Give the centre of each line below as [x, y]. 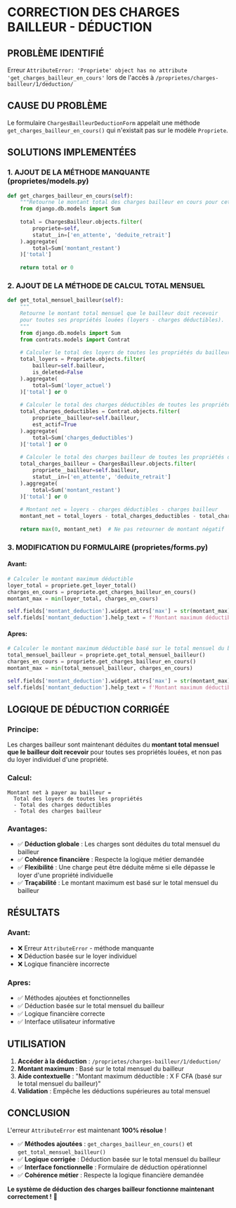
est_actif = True [55, 424]
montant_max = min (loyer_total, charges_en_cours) [83, 599]
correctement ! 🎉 [33, 1196]
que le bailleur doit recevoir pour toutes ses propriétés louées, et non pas [115, 752]
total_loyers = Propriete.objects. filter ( [83, 360]
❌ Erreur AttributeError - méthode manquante [86, 948]
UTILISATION [37, 1044]
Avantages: [27, 829]
